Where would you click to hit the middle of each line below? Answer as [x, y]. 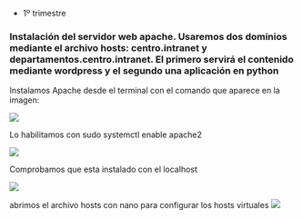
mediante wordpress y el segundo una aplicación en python [144, 70]
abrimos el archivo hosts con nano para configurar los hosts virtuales [139, 205]
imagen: [25, 100]
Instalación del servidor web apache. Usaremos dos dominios [148, 36]
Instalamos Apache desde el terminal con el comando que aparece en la [145, 91]
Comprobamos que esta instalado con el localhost [104, 169]
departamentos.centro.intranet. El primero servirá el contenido [151, 59]
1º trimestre [44, 13]
